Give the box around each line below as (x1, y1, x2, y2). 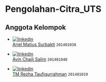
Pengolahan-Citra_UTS (5, 3, 102, 15)
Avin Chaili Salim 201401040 (12, 56, 68, 62)
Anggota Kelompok (5, 23, 66, 32)
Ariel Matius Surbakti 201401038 (12, 41, 77, 47)
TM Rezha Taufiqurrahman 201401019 (12, 71, 88, 77)
